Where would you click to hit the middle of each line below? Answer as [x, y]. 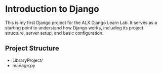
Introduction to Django [52, 9]
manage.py [24, 65]
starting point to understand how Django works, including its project [74, 27]
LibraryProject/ [27, 60]
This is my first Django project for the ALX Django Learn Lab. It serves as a [81, 23]
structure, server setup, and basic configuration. [54, 33]
